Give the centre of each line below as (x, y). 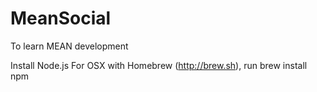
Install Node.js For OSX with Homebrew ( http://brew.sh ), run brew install (159, 65)
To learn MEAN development (69, 46)
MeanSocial (61, 18)
